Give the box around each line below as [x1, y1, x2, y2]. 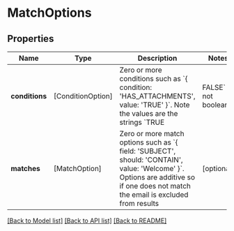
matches [10, 164, 40, 173]
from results [119, 199, 159, 208]
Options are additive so [119, 172, 195, 182]
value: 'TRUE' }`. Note [119, 100, 190, 110]
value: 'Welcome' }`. [119, 164, 185, 173]
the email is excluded [119, 190, 189, 200]
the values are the [119, 109, 178, 118]
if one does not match [119, 181, 192, 191]
